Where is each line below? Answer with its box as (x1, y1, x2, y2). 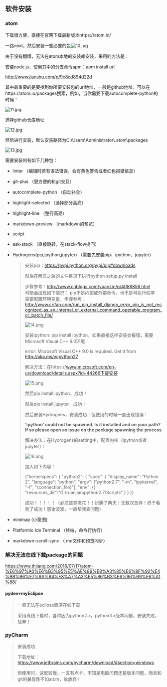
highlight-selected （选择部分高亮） (12, 199, 86, 205)
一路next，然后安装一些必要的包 (5, 42, 71, 48)
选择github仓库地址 (5, 117, 45, 123)
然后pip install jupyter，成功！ (24, 401, 87, 407)
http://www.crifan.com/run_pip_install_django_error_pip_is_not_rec (24, 301, 162, 308)
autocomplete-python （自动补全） (12, 189, 85, 195)
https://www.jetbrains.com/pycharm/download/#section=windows (17, 660, 154, 666)
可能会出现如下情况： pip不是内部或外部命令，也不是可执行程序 (24, 290, 156, 296)
